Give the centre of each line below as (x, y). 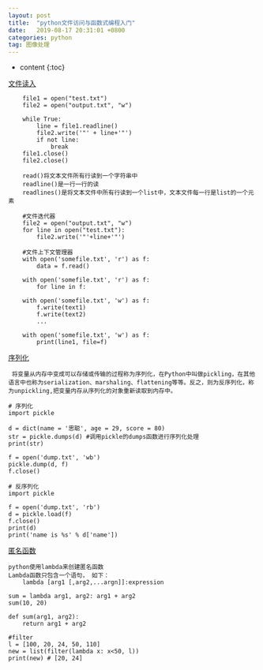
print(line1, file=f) (72, 342)
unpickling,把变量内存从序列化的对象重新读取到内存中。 (95, 391)
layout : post (30, 15)
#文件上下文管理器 (48, 253)
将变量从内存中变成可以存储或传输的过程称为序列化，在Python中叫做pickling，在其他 (133, 374)
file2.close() (45, 161)
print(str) (26, 444)
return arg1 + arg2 (54, 624)
